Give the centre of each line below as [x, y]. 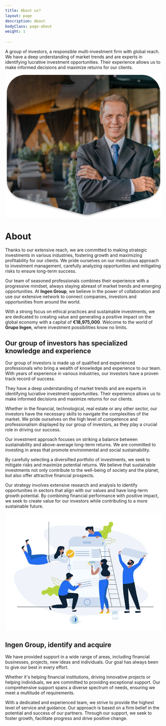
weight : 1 [15, 32]
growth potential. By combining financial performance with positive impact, [82, 496]
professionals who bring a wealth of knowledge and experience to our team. [83, 368]
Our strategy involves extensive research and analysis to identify [71, 485]
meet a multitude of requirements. [40, 693]
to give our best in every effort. [37, 667]
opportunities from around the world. [43, 302]
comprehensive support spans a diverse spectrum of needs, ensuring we [80, 687]
